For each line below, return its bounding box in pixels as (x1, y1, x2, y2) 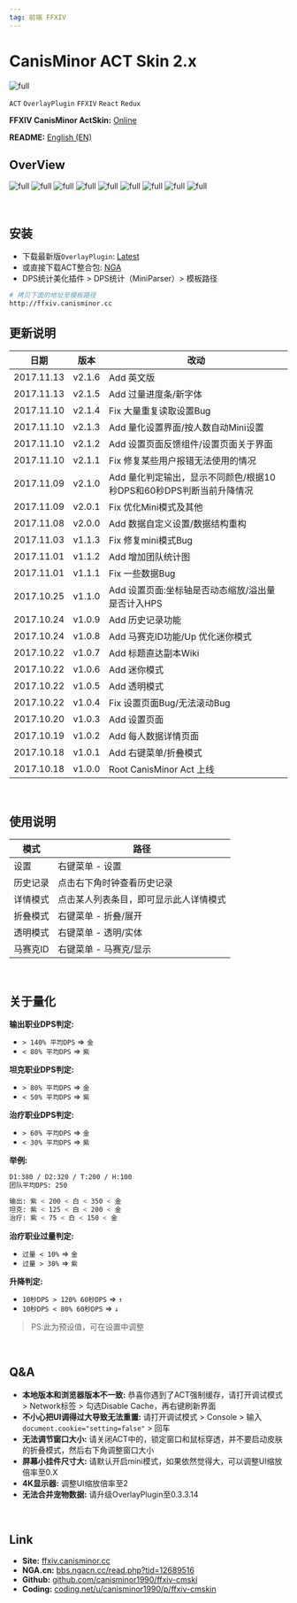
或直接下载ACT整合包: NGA (21, 262, 122, 273)
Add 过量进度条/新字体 (109, 388, 203, 400)
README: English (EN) (9, 132, 93, 143)
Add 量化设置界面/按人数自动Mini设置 (109, 421, 264, 434)
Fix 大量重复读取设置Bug (109, 405, 211, 417)
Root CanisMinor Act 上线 (109, 763, 215, 775)
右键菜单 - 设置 (57, 859, 122, 872)
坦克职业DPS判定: (9, 1064, 75, 1075)
